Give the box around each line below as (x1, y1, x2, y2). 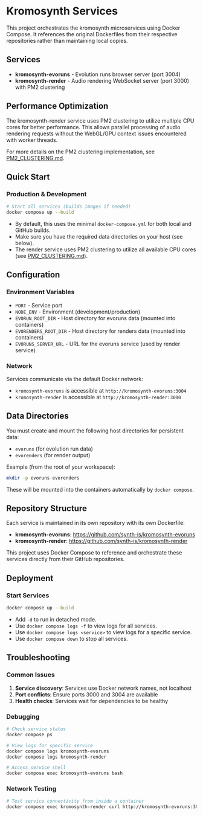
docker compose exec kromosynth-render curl (6, 804, 120, 810)
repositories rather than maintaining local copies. (6, 37, 128, 44)
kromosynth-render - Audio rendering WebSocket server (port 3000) (14, 77, 189, 84)
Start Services (6, 591, 50, 599)
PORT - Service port (14, 301, 62, 309)
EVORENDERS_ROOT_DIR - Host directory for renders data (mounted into (14, 327, 186, 335)
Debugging (6, 712, 40, 721)
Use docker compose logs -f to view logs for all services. (14, 622, 158, 629)
